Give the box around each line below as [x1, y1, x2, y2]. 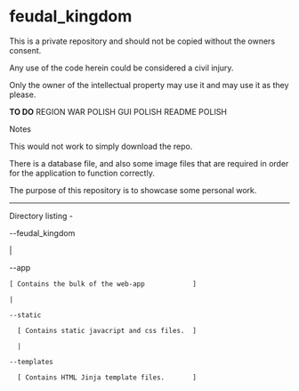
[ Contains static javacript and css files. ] [17, 326, 198, 335]
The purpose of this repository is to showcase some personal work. [9, 184, 257, 195]
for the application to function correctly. [9, 167, 156, 178]
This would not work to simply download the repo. [9, 141, 193, 151]
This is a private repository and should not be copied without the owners [9, 36, 276, 46]
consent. [9, 45, 42, 55]
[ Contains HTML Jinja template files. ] [17, 372, 198, 382]
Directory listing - [9, 210, 74, 221]
